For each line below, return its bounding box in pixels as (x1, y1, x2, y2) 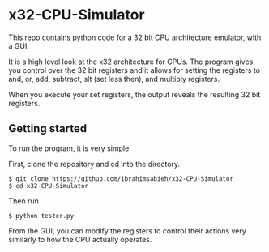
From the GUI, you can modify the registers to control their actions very (8, 225, 247, 236)
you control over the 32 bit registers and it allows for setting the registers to (8, 65, 261, 75)
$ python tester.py (8, 211, 75, 220)
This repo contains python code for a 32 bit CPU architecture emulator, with (8, 32, 262, 42)
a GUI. (8, 41, 30, 50)
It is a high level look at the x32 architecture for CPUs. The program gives (8, 57, 254, 66)
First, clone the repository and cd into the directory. (8, 159, 181, 169)
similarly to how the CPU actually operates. (8, 234, 152, 244)
